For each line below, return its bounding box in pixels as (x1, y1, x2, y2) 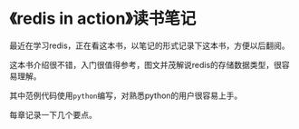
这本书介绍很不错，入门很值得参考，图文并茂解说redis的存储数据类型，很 (9, 59, 283, 70)
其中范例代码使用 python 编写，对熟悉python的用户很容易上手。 (9, 90, 243, 101)
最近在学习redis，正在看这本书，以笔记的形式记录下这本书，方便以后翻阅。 (9, 40, 290, 51)
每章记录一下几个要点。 (9, 109, 97, 120)
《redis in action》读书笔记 (9, 8, 197, 29)
